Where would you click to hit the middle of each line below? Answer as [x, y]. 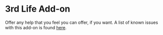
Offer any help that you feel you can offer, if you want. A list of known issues [81, 22]
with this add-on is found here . [36, 27]
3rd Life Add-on [38, 9]
